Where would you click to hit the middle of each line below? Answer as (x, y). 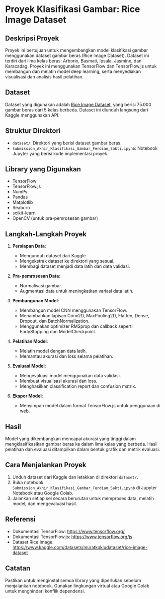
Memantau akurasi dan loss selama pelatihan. (66, 356)
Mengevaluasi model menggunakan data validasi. (70, 376)
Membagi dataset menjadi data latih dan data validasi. (75, 266)
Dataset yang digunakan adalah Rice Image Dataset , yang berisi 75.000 (78, 104)
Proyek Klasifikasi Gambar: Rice (73, 9)
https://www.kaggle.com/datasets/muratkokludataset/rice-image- (80, 547)
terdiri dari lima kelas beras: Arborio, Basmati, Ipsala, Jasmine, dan (73, 61)
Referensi (20, 519)
